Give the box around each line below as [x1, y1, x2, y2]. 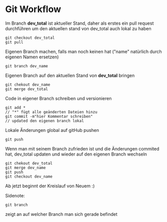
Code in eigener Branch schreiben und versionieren [5, 95, 112, 101]
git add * [5, 105, 26, 110]
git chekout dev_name [5, 82, 51, 87]
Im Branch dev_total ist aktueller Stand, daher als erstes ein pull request [5, 20, 154, 26]
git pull [5, 39, 24, 45]
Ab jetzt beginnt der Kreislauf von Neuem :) [5, 183, 95, 189]
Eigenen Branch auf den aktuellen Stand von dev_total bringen [5, 72, 135, 79]
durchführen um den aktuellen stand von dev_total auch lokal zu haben [5, 25, 151, 31]
